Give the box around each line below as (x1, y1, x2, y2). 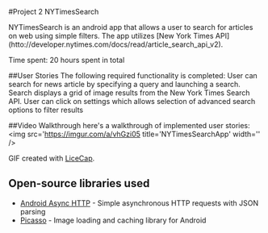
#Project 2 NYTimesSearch (8, 7, 99, 16)
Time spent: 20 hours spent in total (8, 56, 125, 64)
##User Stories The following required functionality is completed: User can (8, 71, 258, 80)
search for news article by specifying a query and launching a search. (8, 80, 241, 89)
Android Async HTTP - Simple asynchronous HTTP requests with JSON (19, 198, 259, 208)
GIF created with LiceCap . (8, 153, 95, 163)
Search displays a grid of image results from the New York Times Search (8, 88, 250, 98)
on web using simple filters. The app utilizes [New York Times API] (8, 31, 230, 40)
